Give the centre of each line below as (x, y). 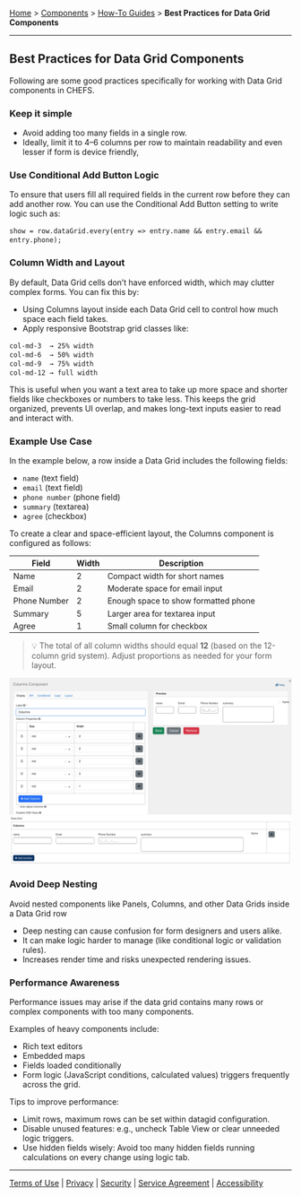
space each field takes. (65, 318)
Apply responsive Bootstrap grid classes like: (105, 328)
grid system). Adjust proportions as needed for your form (167, 656)
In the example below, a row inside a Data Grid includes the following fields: (149, 460)
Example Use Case (51, 441)
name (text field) (51, 478)
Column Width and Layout (67, 263)
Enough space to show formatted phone (181, 601)
